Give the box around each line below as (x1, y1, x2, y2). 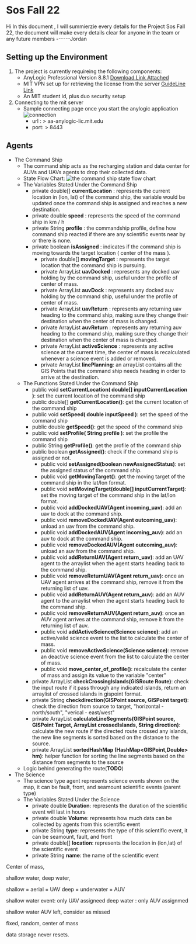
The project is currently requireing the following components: (14, 68, 162, 75)
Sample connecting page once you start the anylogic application (23, 105, 178, 112)
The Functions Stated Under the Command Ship (23, 379, 139, 386)
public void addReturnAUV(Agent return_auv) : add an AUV (40, 591, 185, 598)
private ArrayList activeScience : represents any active (40, 343, 174, 350)
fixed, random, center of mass (6, 919, 79, 926)
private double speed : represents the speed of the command (32, 212, 180, 219)
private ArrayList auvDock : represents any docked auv (40, 286, 174, 293)
